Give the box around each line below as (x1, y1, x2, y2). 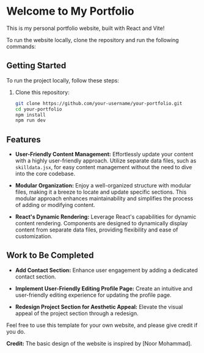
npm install (15, 112, 46, 118)
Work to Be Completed (6, 250, 94, 261)
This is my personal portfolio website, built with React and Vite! (6, 24, 165, 32)
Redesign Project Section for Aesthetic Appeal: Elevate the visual (15, 303, 183, 310)
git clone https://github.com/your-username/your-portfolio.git (15, 100, 183, 106)
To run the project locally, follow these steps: (6, 76, 119, 84)
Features (6, 134, 41, 145)
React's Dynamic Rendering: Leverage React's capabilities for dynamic (15, 213, 197, 220)
